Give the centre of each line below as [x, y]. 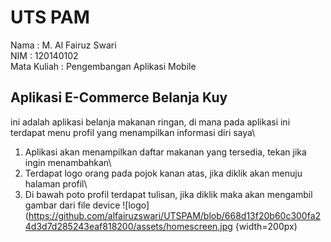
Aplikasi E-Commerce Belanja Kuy [119, 97]
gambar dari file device [72, 205]
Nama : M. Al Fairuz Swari [63, 45]
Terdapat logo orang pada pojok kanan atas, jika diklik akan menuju [163, 173]
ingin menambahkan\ [68, 162]
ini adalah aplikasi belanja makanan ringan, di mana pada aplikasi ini [150, 122]
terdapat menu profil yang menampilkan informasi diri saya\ [133, 132]
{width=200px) [266, 226]
